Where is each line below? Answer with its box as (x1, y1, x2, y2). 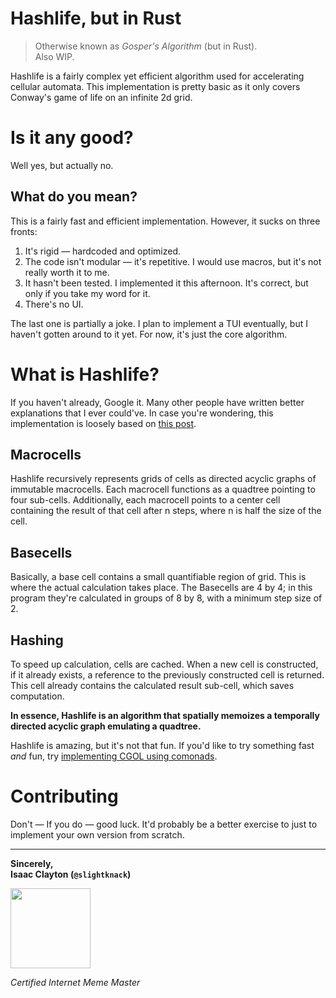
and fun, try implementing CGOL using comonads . (10, 750, 218, 762)
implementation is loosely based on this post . (10, 417, 197, 429)
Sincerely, (10, 858, 54, 869)
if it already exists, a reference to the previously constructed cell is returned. (10, 669, 325, 681)
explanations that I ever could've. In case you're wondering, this (10, 407, 274, 419)
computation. (10, 690, 65, 702)
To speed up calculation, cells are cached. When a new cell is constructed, (10, 658, 319, 671)
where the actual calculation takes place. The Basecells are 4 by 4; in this (10, 582, 313, 594)
